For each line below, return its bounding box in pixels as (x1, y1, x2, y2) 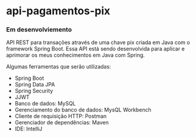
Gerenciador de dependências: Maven (14, 119, 109, 126)
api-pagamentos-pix (6, 4, 110, 18)
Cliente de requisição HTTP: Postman (14, 113, 107, 120)
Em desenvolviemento (6, 26, 72, 34)
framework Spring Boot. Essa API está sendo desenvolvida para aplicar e (6, 45, 185, 52)
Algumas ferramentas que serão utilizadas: (6, 63, 111, 70)
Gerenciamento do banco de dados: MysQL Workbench (14, 106, 151, 114)
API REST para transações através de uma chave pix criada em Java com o (6, 39, 190, 46)
